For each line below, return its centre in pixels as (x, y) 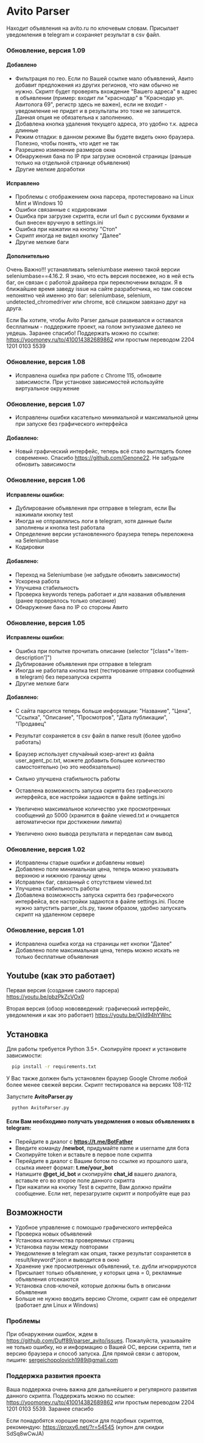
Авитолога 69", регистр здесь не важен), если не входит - (91, 104)
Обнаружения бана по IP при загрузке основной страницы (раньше (103, 156)
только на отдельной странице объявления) (73, 163)
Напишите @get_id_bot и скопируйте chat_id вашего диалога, (96, 1174)
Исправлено (23, 183)
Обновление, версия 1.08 (46, 362)
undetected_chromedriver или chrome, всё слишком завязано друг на (96, 302)
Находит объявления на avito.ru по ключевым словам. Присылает (93, 28)
